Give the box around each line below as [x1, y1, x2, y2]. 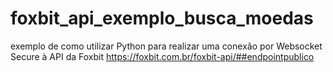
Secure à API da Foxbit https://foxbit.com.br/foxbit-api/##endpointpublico [10, 50, 315, 62]
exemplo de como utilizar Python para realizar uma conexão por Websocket [10, 40, 323, 52]
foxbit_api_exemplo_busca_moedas [10, 7, 314, 30]
